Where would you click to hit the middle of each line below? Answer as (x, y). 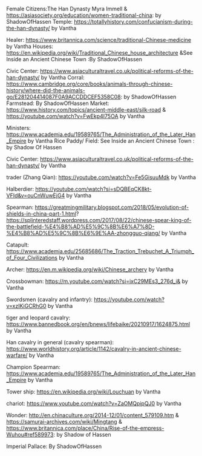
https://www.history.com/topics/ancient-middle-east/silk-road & (86, 110)
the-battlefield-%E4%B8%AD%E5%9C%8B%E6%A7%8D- (80, 226)
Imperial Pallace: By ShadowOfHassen (54, 446)
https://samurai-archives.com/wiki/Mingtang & (64, 422)
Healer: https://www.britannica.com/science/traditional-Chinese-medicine (99, 40)
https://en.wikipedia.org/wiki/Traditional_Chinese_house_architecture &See (99, 53)
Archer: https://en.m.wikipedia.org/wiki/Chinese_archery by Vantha (90, 269)
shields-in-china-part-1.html (41, 214)
